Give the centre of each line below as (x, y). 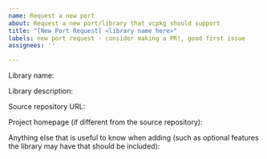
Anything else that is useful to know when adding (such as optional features (133, 138)
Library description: (41, 91)
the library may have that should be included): (84, 146)
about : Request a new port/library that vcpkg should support (114, 23)
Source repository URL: (47, 107)
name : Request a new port (51, 16)
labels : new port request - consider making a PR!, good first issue (127, 38)
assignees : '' (32, 46)
